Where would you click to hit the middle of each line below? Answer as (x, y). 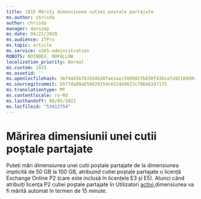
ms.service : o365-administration (48, 51)
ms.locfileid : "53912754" (38, 106)
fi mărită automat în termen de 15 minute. (57, 191)
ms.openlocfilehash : (32, 79)
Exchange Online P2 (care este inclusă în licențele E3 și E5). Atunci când (95, 178)
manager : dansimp (28, 28)
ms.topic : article (29, 46)
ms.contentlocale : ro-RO (37, 95)
